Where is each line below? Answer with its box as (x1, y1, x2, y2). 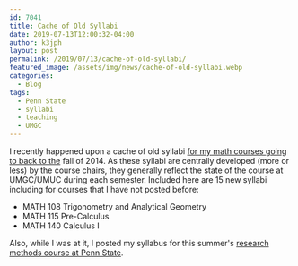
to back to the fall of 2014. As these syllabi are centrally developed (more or (9, 156, 290, 166)
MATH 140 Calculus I (22, 220, 101, 231)
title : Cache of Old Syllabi (9, 21, 118, 30)
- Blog (17, 80, 42, 89)
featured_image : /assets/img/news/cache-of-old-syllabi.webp (9, 64, 243, 73)
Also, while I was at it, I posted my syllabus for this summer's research (9, 238, 269, 248)
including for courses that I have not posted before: (9, 184, 199, 194)
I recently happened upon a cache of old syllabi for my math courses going (9, 146, 287, 157)
